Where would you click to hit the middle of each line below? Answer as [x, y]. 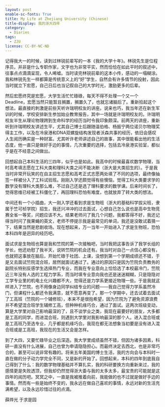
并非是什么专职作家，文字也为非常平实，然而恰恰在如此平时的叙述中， [89, 67]
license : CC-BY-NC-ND [27, 46]
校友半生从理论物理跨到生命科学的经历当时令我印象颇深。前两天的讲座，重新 [82, 120]
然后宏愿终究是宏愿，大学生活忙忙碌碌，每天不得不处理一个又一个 [72, 96]
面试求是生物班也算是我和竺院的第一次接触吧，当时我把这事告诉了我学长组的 [82, 244]
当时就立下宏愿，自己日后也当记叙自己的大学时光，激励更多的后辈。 [74, 85]
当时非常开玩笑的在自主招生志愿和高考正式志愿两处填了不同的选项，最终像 [80, 174]
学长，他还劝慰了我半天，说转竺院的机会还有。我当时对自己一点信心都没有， [82, 250]
